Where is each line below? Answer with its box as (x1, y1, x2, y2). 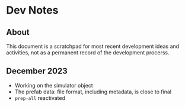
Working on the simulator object (14, 82, 93, 89)
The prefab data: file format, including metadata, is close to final (14, 88, 172, 95)
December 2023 (6, 66, 68, 76)
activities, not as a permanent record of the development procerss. (6, 49, 170, 56)
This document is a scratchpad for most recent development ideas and (6, 43, 180, 50)
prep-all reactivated (14, 94, 66, 101)
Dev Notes (6, 4, 59, 17)
